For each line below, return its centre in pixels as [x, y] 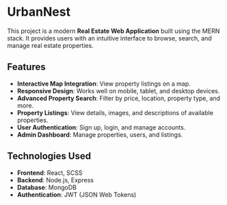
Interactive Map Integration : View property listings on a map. [104, 84]
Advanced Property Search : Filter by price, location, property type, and [119, 98]
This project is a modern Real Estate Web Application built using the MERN [113, 31]
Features [26, 67]
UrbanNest [39, 12]
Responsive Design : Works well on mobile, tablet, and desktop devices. [118, 91]
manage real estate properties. [50, 45]
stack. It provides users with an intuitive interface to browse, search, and [109, 38]
